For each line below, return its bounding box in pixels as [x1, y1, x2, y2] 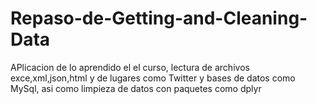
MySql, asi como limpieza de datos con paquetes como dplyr [10, 82, 262, 94]
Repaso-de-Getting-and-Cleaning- [10, 7, 308, 30]
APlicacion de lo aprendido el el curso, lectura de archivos [10, 61, 250, 73]
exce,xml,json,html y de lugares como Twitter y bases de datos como [10, 72, 296, 84]
